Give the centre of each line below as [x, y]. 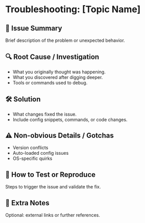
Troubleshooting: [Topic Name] [73, 9]
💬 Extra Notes [27, 203]
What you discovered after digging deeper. [58, 77]
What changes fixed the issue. [44, 114]
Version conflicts [30, 148]
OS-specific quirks [32, 158]
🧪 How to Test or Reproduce [51, 174]
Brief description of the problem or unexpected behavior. [65, 40]
